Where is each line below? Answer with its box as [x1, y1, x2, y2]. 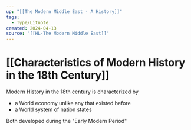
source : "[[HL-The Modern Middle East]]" [6, 31, 110, 37]
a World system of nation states [14, 106, 93, 113]
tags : [6, 14, 19, 20]
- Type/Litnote [11, 19, 49, 25]
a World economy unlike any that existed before [14, 100, 131, 107]
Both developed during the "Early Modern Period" [6, 118, 127, 125]
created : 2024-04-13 [6, 25, 57, 31]
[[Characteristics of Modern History [6, 56, 186, 70]
